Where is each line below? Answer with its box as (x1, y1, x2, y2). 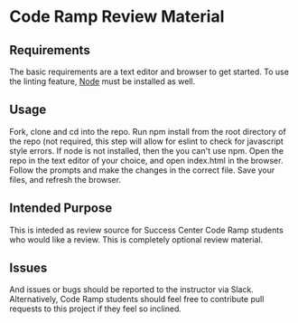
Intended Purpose (9, 201, 113, 216)
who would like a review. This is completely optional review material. (9, 233, 264, 245)
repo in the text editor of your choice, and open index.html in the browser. (9, 155, 284, 166)
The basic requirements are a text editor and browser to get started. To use (9, 66, 289, 77)
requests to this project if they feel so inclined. (9, 303, 182, 314)
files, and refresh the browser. (9, 174, 122, 185)
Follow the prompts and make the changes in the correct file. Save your (9, 165, 275, 176)
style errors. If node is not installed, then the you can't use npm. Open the (9, 145, 284, 156)
